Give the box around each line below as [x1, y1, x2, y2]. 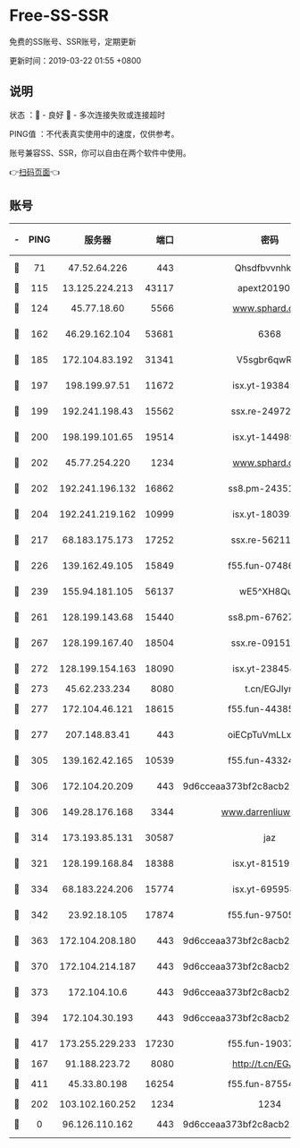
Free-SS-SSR [9, 5, 109, 26]
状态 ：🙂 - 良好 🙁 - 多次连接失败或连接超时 [9, 109, 165, 120]
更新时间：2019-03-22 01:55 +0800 [9, 55, 142, 65]
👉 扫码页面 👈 [9, 167, 61, 177]
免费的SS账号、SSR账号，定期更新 [9, 36, 137, 47]
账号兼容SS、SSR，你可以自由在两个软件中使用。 [9, 147, 191, 158]
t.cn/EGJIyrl [245, 682, 295, 695]
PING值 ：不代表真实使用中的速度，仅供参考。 [9, 128, 179, 139]
